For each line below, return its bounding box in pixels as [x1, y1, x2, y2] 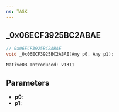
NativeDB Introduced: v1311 [6, 62, 75, 68]
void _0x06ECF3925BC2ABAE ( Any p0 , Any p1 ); [6, 51, 114, 57]
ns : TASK [6, 8, 28, 15]
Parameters [6, 77, 50, 88]
